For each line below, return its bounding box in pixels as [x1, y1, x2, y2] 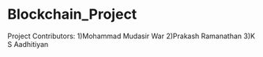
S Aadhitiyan [7, 39, 49, 48]
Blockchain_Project [7, 5, 137, 23]
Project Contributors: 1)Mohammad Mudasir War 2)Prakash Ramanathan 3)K [7, 31, 256, 41]
